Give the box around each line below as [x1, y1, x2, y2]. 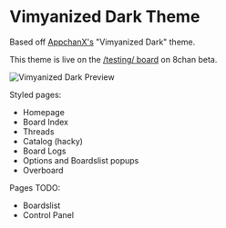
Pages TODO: [9, 182, 61, 193]
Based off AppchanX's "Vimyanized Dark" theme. [9, 36, 196, 47]
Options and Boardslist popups [22, 154, 139, 165]
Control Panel [22, 209, 75, 220]
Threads [22, 125, 55, 137]
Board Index [22, 116, 68, 127]
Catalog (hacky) [22, 135, 84, 146]
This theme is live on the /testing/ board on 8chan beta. [9, 54, 218, 64]
